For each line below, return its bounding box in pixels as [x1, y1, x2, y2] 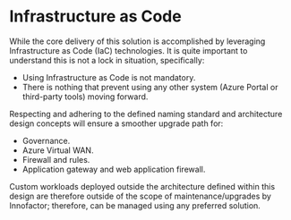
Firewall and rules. [21, 154, 90, 165]
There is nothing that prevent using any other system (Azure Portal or [21, 81, 278, 92]
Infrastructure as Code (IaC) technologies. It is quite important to [9, 45, 248, 55]
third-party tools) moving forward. [21, 91, 149, 102]
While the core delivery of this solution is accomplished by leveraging [9, 36, 266, 47]
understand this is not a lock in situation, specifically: [9, 55, 205, 65]
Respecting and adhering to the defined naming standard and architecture [9, 108, 283, 119]
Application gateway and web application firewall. [21, 164, 206, 174]
